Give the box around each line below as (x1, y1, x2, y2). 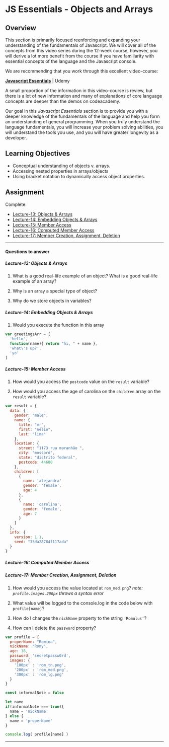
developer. (5, 135, 28, 140)
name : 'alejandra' (23, 478, 62, 484)
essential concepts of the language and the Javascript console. (5, 58, 137, 64)
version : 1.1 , (14, 535, 44, 540)
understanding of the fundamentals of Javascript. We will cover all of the (5, 42, 156, 48)
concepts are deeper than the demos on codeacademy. (5, 98, 121, 104)
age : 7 (23, 511, 37, 516)
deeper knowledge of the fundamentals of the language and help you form (5, 113, 160, 119)
